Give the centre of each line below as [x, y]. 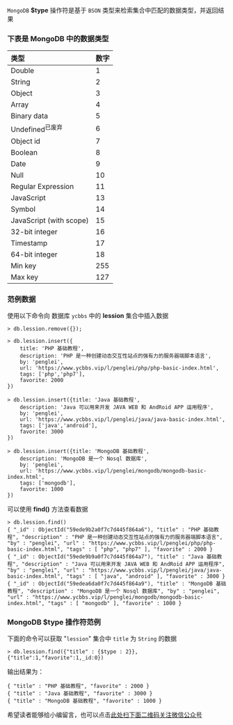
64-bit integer [34, 254]
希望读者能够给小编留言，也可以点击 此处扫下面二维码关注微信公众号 [105, 715]
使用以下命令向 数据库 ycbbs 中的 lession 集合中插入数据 [88, 315]
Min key [24, 266]
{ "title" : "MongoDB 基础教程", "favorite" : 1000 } [85, 701]
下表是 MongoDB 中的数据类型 [58, 38]
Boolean [24, 152]
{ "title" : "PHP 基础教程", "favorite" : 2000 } [78, 686]
